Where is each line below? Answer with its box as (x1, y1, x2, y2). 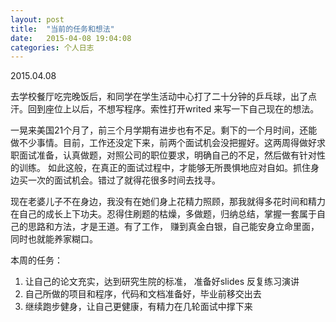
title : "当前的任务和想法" (10, 24, 115, 34)
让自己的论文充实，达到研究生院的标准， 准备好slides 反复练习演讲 (24, 276, 300, 288)
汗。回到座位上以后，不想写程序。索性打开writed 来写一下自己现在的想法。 (10, 103, 320, 115)
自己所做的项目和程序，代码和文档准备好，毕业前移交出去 (24, 288, 262, 300)
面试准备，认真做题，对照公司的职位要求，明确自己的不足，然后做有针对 (18, 149, 317, 161)
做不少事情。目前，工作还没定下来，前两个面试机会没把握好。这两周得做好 (10, 137, 317, 149)
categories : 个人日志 (10, 42, 95, 53)
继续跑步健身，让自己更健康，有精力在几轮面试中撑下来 (24, 301, 253, 313)
